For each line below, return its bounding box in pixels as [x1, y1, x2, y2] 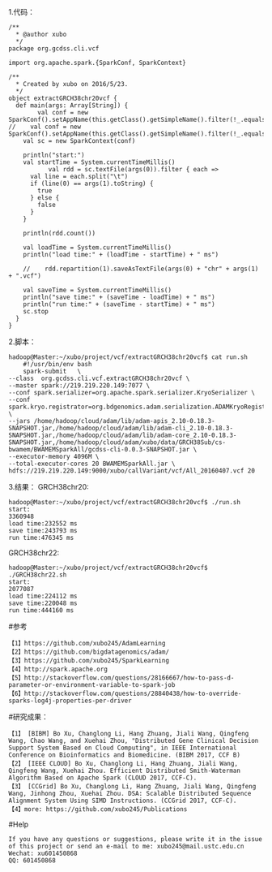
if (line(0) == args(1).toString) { [29, 179, 154, 188]
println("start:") [23, 151, 85, 159]
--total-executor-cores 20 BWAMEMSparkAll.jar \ [8, 460, 176, 468]
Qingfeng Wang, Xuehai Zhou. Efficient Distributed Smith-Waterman [8, 766, 241, 775]
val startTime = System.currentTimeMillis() [23, 158, 176, 166]
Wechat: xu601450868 [8, 849, 79, 857]
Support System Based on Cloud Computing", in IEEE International [8, 744, 237, 752]
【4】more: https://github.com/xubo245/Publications [8, 805, 188, 814]
